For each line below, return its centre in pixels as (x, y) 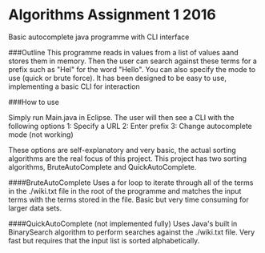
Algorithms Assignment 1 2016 (112, 15)
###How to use (34, 102)
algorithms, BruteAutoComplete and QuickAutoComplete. (102, 167)
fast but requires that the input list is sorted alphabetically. (104, 240)
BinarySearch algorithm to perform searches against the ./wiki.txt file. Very (132, 232)
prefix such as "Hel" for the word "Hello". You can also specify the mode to (132, 69)
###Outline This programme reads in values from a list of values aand (123, 52)
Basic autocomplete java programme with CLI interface (99, 37)
